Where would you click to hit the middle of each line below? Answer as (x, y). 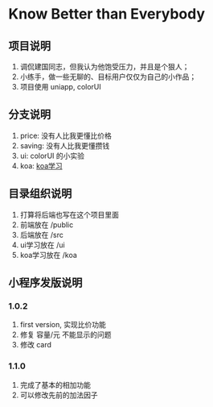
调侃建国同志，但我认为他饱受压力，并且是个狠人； (104, 66)
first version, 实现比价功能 (63, 325)
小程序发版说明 (45, 283)
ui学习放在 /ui (43, 245)
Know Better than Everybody (107, 14)
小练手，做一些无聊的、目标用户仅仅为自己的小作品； (108, 77)
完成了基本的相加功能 (55, 384)
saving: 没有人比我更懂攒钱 (65, 145)
